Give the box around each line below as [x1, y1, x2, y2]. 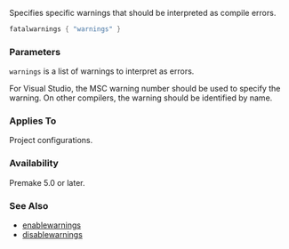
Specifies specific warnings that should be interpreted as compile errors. [9, 8, 277, 18]
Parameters [9, 45, 60, 58]
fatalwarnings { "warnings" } [9, 25, 122, 34]
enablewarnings [21, 220, 82, 230]
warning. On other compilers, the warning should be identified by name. [9, 92, 273, 103]
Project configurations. [9, 135, 93, 146]
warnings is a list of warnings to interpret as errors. [9, 66, 195, 76]
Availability [9, 157, 60, 170]
